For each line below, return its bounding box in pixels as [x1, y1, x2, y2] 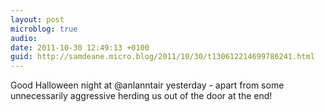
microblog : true [10, 24, 78, 34]
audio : [10, 33, 38, 43]
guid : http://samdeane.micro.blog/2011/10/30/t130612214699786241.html [10, 52, 315, 62]
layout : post [10, 14, 65, 25]
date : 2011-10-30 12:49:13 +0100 [10, 42, 150, 53]
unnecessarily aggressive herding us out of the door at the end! [10, 90, 273, 102]
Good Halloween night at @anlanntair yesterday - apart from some [10, 79, 285, 91]
